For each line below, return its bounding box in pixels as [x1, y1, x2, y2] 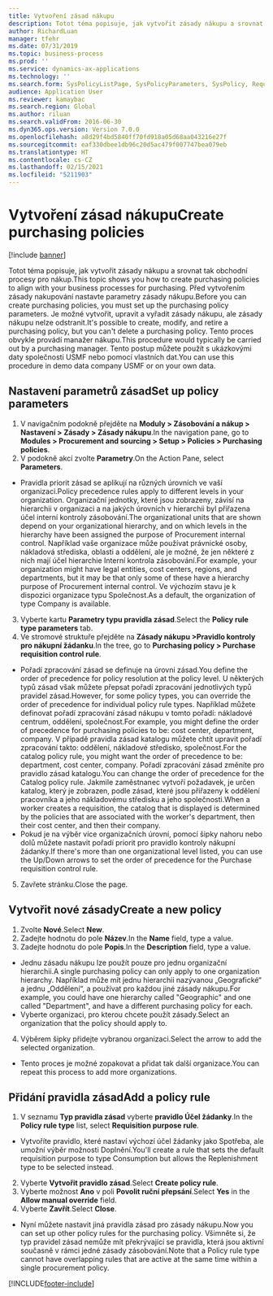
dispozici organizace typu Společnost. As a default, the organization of [19, 590, 256, 600]
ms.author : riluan [8, 111, 71, 119]
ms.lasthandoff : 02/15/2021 [8, 164, 104, 172]
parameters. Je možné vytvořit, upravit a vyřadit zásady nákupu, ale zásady [8, 308, 262, 318]
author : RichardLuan [8, 27, 79, 35]
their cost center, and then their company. [19, 820, 161, 830]
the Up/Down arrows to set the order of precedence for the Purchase [19, 855, 253, 865]
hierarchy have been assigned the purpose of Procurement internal [19, 530, 245, 539]
